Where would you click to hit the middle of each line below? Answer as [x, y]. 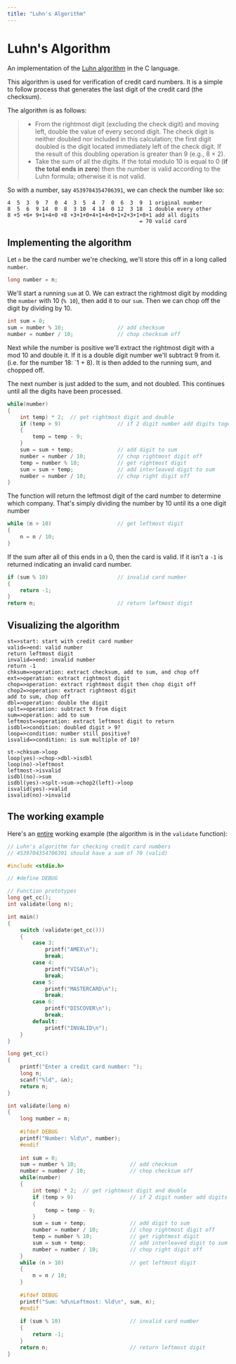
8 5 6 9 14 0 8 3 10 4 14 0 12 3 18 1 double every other [110, 209]
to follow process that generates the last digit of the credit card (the [105, 89]
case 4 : [44, 963]
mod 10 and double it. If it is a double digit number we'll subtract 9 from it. [114, 355]
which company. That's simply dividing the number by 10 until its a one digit [117, 503]
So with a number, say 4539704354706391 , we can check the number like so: [116, 190]
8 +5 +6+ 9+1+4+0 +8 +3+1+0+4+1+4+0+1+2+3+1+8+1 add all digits [103, 215]
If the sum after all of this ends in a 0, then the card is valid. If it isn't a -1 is [115, 557]
